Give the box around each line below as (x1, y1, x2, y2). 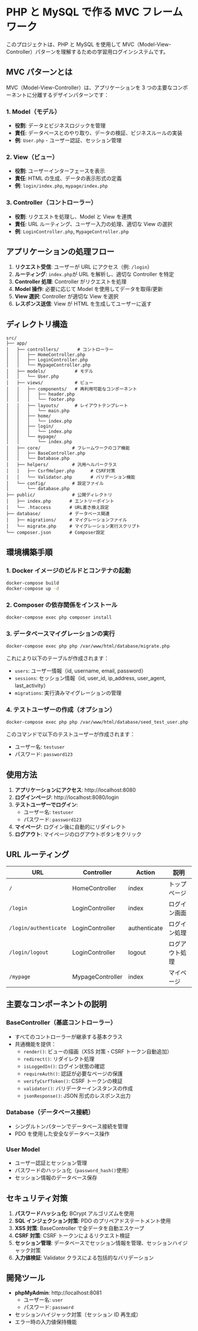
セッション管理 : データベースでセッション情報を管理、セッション (14, 1239, 173, 1246)
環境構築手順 (6, 547, 53, 557)
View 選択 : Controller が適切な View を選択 (14, 293, 119, 300)
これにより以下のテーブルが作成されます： (6, 655, 109, 662)
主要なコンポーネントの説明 (6, 999, 107, 1009)
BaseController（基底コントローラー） (6, 1019, 117, 1027)
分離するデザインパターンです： (31, 91, 110, 98)
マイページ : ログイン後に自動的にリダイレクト (14, 823, 127, 830)
